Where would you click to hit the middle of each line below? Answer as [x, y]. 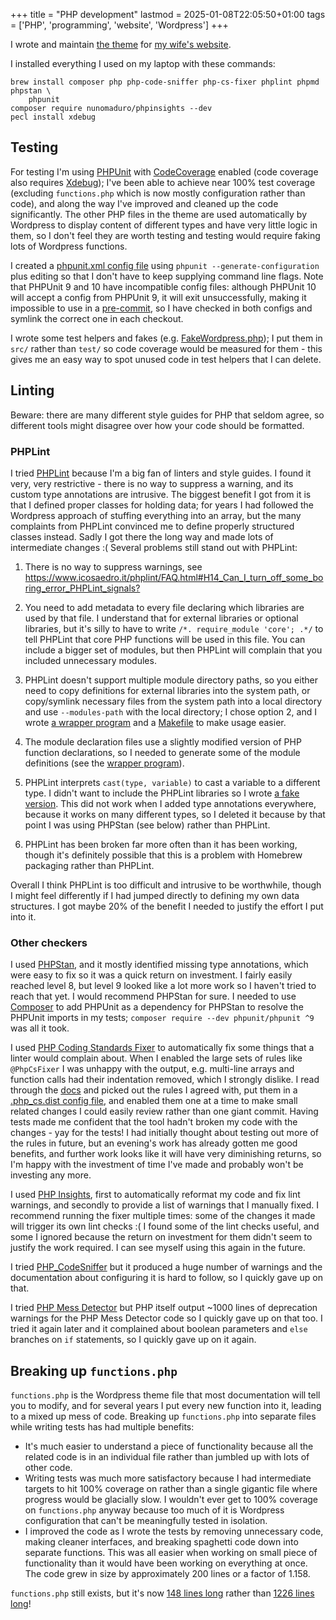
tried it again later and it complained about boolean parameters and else [159, 1329]
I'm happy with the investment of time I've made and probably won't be [157, 1165]
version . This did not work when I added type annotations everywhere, [170, 803]
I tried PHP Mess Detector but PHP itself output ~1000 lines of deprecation [164, 1308]
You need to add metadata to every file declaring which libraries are [164, 607]
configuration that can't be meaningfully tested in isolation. [146, 1521]
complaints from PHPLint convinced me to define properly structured [152, 526]
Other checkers [49, 942]
